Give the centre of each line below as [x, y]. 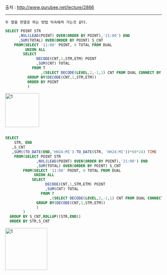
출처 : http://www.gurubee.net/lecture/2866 [50, 7]
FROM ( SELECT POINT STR [38, 156]
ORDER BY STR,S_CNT [30, 221]
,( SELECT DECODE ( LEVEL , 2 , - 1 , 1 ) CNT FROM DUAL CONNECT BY [101, 73]
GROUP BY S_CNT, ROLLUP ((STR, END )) [45, 217]
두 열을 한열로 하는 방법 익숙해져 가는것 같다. [46, 22]
